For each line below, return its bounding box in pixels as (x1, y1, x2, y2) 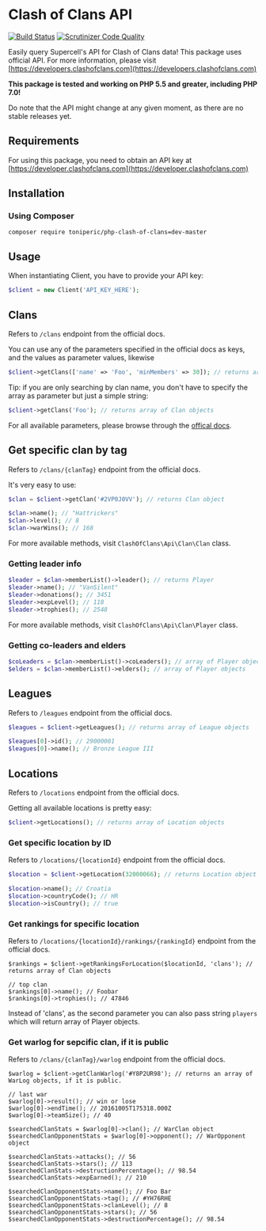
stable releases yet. (8, 111, 72, 120)
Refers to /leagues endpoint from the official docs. (8, 708, 173, 717)
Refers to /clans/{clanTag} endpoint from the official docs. (8, 465, 201, 474)
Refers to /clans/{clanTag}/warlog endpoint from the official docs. (8, 1054, 226, 1064)
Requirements (8, 135, 79, 148)
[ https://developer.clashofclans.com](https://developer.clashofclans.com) (8, 164, 249, 173)
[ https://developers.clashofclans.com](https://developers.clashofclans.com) (8, 63, 257, 73)
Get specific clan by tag (8, 443, 128, 457)
